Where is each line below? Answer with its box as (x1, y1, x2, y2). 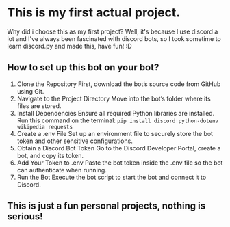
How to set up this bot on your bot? (7, 62, 159, 73)
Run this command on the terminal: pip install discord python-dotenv (16, 116, 219, 124)
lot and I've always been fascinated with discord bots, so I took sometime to (7, 34, 221, 42)
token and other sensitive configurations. (16, 137, 133, 145)
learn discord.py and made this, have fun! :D (7, 42, 132, 50)
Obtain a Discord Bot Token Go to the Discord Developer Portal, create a (16, 144, 221, 152)
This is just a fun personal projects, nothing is (7, 200, 206, 212)
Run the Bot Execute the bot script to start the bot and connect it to (16, 173, 207, 181)
